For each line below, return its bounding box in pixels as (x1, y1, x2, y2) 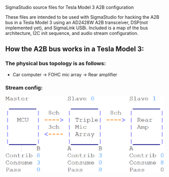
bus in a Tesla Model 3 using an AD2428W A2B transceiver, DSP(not (5, 20, 148, 25)
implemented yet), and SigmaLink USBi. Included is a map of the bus (5, 25, 148, 31)
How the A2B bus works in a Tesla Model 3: (5, 45, 144, 54)
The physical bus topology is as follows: (5, 60, 106, 67)
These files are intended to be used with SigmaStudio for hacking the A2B (5, 14, 159, 20)
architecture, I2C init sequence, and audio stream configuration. (5, 30, 139, 36)
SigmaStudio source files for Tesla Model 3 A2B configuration (5, 5, 134, 10)
